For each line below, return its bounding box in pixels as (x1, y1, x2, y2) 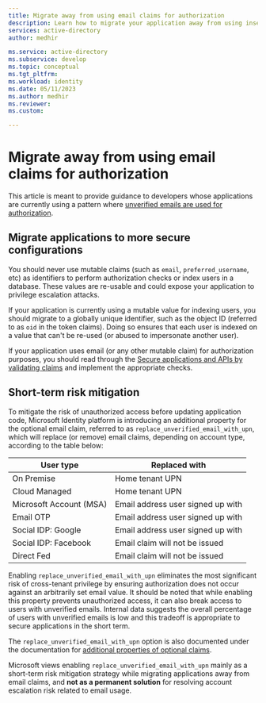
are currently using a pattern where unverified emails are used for (8, 200, 223, 209)
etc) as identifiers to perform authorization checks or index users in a (8, 273, 234, 282)
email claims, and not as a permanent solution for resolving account (8, 677, 232, 686)
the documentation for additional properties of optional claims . (8, 644, 212, 655)
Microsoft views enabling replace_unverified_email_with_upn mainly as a (8, 660, 248, 670)
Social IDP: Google (12, 524, 82, 536)
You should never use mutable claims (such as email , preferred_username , (8, 264, 249, 274)
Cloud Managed (12, 486, 72, 497)
